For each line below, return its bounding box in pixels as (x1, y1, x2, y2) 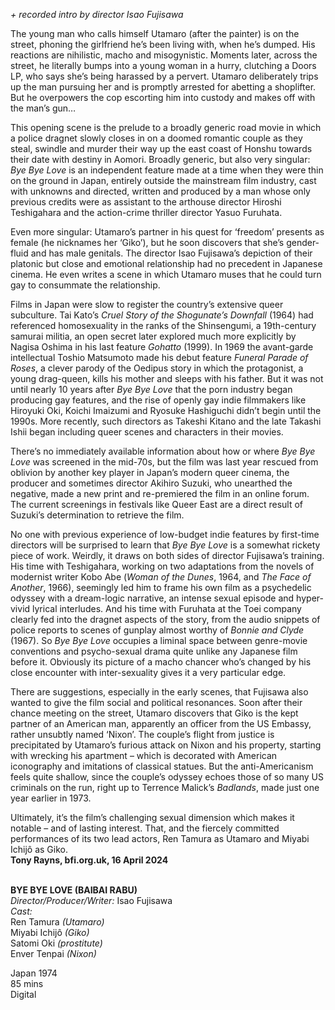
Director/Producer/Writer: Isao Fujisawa (10, 895, 173, 906)
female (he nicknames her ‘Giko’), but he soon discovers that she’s (10, 237, 285, 248)
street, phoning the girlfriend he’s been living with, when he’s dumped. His (10, 39, 316, 50)
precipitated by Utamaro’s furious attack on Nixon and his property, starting (10, 739, 322, 751)
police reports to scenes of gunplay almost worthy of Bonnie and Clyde (10, 624, 305, 636)
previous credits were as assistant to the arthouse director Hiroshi (10, 196, 282, 208)
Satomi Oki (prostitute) (10, 937, 103, 949)
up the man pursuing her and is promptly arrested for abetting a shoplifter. (10, 81, 317, 93)
